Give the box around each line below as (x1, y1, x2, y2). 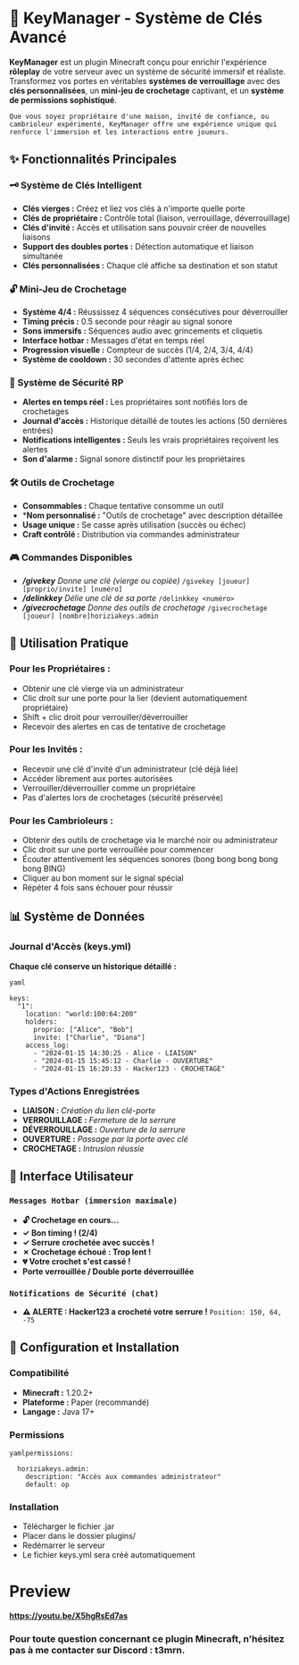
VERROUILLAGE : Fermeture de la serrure (21, 1115, 177, 1126)
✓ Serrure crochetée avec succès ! (21, 1237, 154, 1247)
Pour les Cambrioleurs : (9, 814, 114, 826)
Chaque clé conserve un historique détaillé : (9, 960, 177, 971)
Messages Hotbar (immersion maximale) (9, 1196, 179, 1206)
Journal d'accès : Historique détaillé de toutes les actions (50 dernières (21, 416, 287, 427)
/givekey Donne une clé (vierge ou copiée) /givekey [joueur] (21, 575, 251, 586)
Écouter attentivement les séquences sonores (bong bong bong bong (21, 854, 278, 865)
